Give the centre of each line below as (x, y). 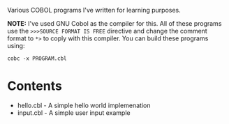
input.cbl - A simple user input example (74, 113)
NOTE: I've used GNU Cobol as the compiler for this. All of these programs (114, 23)
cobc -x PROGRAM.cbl (37, 59)
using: (16, 46)
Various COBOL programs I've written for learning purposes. (94, 10)
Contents (35, 86)
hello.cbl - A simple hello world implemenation (84, 105)
